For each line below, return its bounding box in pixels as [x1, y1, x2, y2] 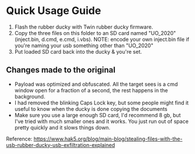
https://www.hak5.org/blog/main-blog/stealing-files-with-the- [33, 135, 183, 142]
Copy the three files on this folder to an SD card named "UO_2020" [14, 29, 176, 36]
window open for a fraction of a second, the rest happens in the [14, 86, 168, 94]
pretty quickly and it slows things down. [14, 124, 111, 131]
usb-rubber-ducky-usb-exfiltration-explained [6, 141, 116, 148]
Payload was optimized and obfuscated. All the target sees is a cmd [14, 80, 178, 87]
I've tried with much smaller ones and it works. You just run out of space [14, 118, 189, 125]
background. [14, 93, 46, 100]
